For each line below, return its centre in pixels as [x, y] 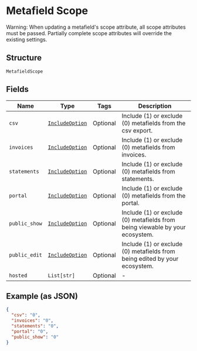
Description [155, 105]
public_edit [26, 255]
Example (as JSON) [42, 296]
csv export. [137, 130]
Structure [24, 58]
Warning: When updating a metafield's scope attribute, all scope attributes [96, 27]
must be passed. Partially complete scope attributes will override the [89, 33]
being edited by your [150, 258]
